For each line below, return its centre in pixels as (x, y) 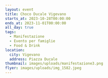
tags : (10, 32)
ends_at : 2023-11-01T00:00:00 (36, 23)
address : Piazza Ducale (33, 59)
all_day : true (19, 28)
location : (15, 50)
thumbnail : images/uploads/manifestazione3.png (54, 63)
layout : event (19, 9)
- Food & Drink (25, 46)
